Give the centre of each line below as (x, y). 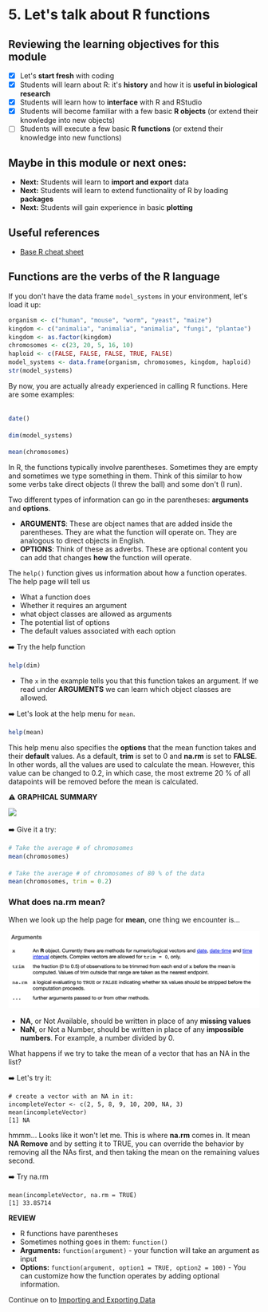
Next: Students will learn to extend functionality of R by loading (124, 191)
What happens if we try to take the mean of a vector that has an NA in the (129, 1053)
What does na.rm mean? (57, 902)
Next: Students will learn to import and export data (104, 182)
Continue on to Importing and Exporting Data (82, 1299)
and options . (30, 508)
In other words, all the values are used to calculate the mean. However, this (132, 765)
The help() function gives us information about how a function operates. (128, 573)
